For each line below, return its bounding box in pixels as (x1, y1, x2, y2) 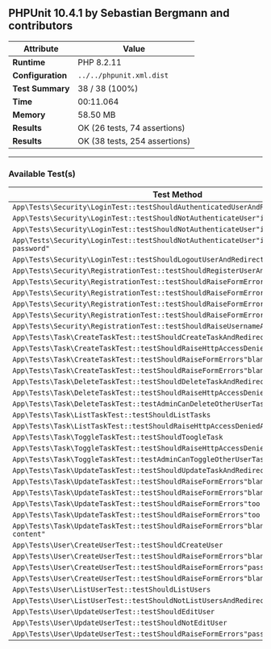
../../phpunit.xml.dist (77, 70, 169, 80)
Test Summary (12, 82, 70, 94)
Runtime (12, 57, 46, 68)
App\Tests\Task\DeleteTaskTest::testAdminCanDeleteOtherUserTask (12, 400, 269, 408)
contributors (8, 19, 73, 33)
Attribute (23, 43, 59, 54)
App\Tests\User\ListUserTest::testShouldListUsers (12, 585, 211, 594)
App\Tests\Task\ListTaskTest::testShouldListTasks (12, 411, 211, 420)
